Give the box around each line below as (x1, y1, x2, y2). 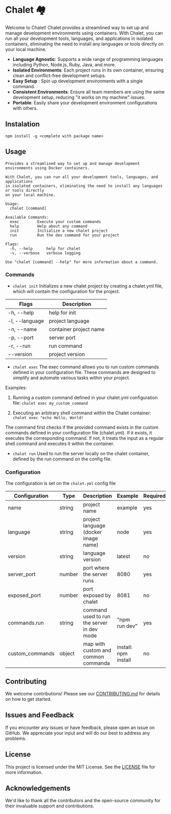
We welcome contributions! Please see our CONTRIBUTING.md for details (5, 690, 160, 696)
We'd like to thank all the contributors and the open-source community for (5, 798, 161, 804)
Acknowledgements (5, 784, 71, 793)
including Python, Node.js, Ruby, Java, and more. (12, 61, 116, 68)
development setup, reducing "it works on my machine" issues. (12, 94, 146, 100)
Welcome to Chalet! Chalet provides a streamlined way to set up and (5, 24, 149, 31)
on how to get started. (5, 696, 52, 702)
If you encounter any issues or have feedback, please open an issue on (5, 724, 155, 731)
